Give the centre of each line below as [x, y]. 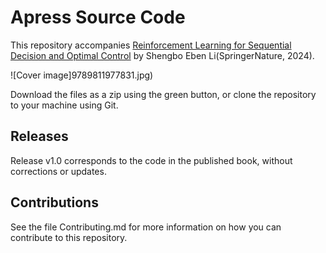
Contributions [54, 202]
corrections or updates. [58, 171]
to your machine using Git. [64, 105]
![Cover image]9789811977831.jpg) [82, 75]
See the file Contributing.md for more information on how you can [146, 227]
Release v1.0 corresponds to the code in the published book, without [151, 160]
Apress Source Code [98, 17]
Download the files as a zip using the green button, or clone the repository [163, 94]
